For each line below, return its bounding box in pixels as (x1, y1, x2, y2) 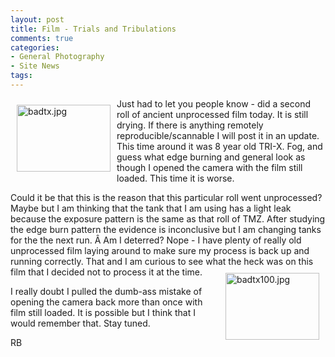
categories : (10, 42, 60, 53)
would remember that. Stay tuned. (10, 317, 151, 329)
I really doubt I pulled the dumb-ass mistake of (10, 285, 203, 297)
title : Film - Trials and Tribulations (10, 24, 177, 34)
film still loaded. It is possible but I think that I (10, 306, 196, 318)
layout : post (10, 14, 65, 25)
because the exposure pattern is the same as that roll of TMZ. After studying (10, 212, 326, 225)
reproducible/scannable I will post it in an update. (116, 129, 320, 141)
